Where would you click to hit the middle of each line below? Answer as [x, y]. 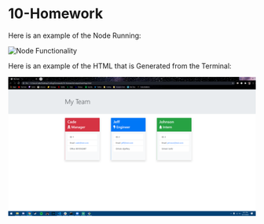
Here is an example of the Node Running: [75, 35]
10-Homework [56, 14]
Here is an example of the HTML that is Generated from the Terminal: [120, 66]
